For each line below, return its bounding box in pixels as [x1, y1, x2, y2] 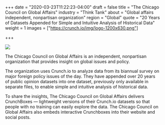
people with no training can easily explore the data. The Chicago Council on [5, 104, 159, 110]
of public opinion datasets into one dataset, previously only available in [5, 79, 149, 84]
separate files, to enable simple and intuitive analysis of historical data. [5, 84, 148, 90]
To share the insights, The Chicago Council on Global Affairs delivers [5, 94, 144, 99]
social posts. [5, 114, 31, 120]
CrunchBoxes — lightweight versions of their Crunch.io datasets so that [5, 98, 150, 104]
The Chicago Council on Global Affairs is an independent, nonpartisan [5, 54, 147, 59]
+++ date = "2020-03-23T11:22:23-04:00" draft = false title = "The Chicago [5, 4, 160, 10]
